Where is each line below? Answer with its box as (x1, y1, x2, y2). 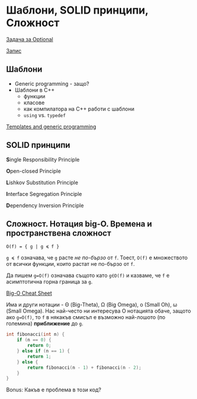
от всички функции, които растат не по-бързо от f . (6, 260, 135, 268)
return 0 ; (27, 343, 51, 349)
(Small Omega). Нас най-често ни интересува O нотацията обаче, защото (6, 307, 191, 314)
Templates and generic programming (6, 123, 96, 130)
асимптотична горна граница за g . (6, 278, 93, 285)
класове (23, 99, 45, 106)
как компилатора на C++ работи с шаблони (23, 105, 135, 112)
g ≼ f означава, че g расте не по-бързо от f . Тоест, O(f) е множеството (6, 254, 188, 261)
